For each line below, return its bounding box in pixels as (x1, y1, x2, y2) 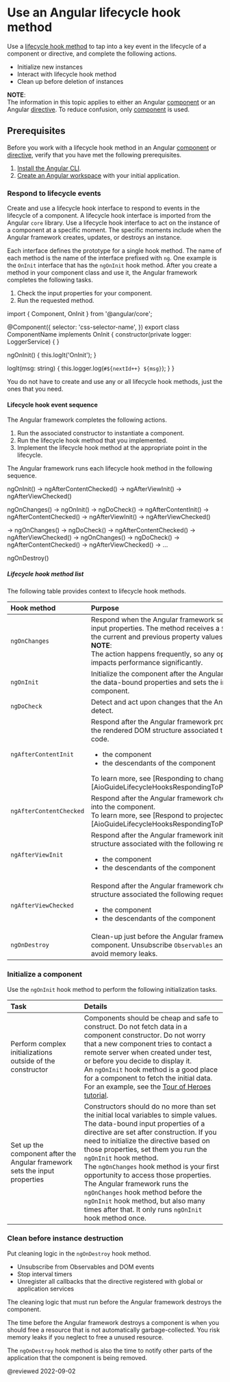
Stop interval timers (16, 1269, 73, 1278)
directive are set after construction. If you (84, 1127, 217, 1137)
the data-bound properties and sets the (90, 678, 219, 688)
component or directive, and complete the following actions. (7, 49, 177, 58)
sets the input (10, 1166, 55, 1175)
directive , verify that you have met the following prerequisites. (7, 150, 182, 159)
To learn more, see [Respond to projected (90, 811, 225, 820)
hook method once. (84, 1213, 147, 1223)
